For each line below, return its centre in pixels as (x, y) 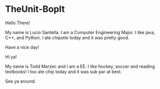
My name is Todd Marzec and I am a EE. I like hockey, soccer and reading (80, 66)
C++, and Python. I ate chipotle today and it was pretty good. (67, 38)
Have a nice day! (22, 47)
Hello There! (18, 23)
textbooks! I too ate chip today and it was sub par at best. (63, 71)
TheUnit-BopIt (35, 9)
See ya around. (20, 81)
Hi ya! (11, 57)
